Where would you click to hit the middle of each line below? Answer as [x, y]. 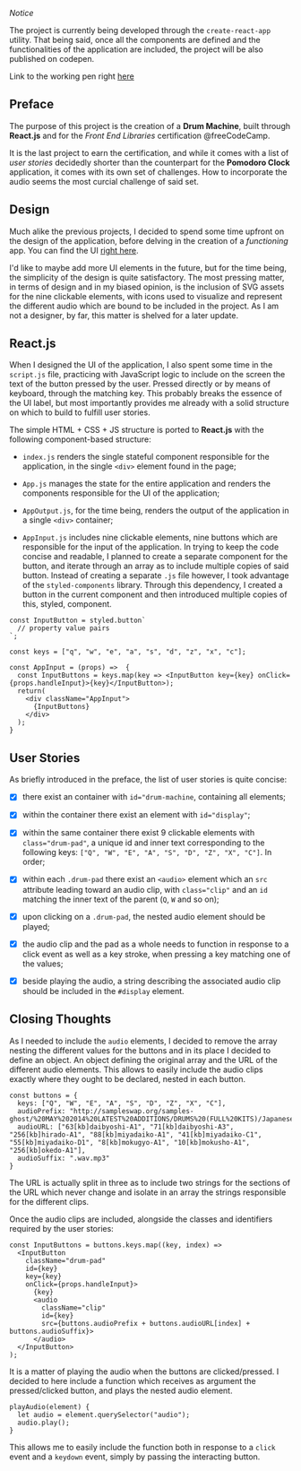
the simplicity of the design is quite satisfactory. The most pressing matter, [147, 277]
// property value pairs [64, 628]
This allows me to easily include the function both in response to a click [142, 1447]
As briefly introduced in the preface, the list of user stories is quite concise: [148, 780]
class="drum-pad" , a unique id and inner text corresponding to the [143, 843]
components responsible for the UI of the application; [121, 493]
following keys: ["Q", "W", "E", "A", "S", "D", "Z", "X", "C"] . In [147, 852]
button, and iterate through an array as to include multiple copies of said [155, 566]
